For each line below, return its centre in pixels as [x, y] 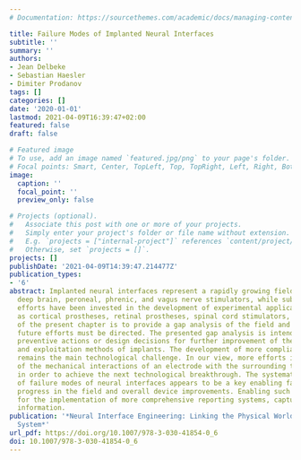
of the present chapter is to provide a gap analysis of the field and [154, 325]
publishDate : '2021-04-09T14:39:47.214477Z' [94, 266]
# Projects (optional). [54, 216]
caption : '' [40, 183]
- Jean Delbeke [38, 67]
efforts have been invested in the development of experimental [140, 308]
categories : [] [38, 100]
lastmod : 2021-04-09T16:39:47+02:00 [77, 117]
